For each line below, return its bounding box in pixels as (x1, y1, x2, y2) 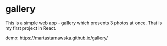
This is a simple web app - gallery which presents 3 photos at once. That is (5, 20, 162, 26)
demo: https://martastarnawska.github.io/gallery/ (5, 35, 108, 41)
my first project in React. (5, 25, 57, 31)
